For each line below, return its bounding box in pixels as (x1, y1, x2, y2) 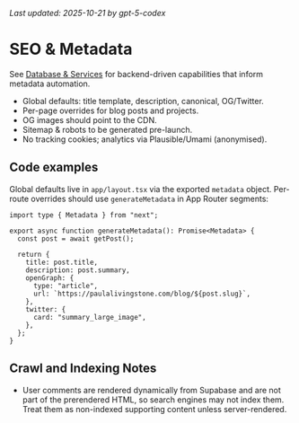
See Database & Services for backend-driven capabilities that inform (9, 68, 263, 79)
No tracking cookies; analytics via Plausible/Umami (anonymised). (22, 134, 268, 145)
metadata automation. (9, 78, 91, 89)
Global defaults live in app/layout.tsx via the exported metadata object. (9, 183, 272, 194)
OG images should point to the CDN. (22, 114, 157, 125)
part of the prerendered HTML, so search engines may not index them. (22, 394, 285, 405)
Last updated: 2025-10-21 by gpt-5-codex (9, 8, 166, 18)
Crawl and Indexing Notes (9, 361, 157, 376)
